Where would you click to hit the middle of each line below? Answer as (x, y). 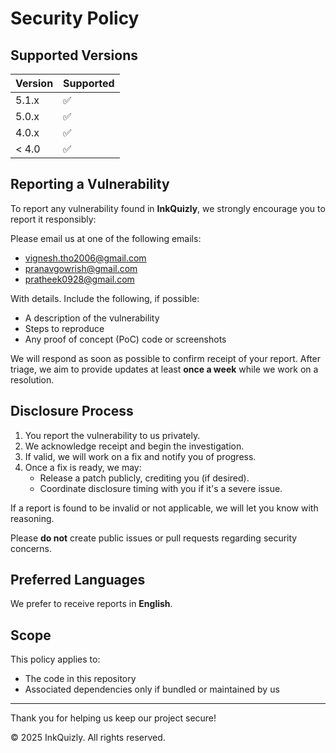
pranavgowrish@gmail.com (81, 268)
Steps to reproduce (64, 328)
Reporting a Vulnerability (90, 184)
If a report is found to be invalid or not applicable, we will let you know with (164, 508)
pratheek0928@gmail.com (79, 279)
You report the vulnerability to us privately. (112, 435)
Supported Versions (74, 55)
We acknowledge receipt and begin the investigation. (134, 446)
